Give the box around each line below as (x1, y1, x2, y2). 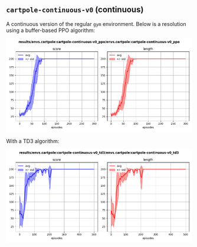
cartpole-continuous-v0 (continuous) (6, 5, 144, 15)
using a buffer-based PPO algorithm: (6, 27, 96, 34)
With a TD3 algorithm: (6, 137, 60, 144)
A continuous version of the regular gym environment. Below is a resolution (6, 20, 187, 27)
